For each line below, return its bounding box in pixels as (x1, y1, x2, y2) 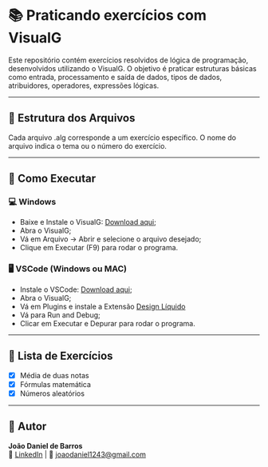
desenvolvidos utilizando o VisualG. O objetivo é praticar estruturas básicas (8, 63, 257, 73)
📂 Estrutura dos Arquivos (8, 111, 136, 125)
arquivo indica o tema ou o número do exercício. (8, 141, 167, 150)
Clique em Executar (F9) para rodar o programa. (19, 243, 179, 253)
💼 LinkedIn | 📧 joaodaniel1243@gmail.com (8, 449, 146, 459)
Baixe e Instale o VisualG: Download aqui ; (19, 218, 157, 227)
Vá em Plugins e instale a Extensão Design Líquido (19, 301, 186, 311)
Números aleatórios (19, 389, 85, 398)
